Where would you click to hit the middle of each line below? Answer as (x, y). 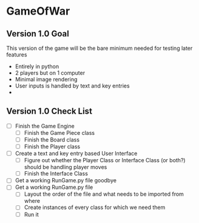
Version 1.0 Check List (49, 111)
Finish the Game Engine (45, 126)
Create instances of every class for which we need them (95, 207)
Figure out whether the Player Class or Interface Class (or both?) (105, 160)
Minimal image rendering (46, 79)
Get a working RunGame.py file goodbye (66, 180)
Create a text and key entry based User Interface (76, 154)
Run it (32, 214)
